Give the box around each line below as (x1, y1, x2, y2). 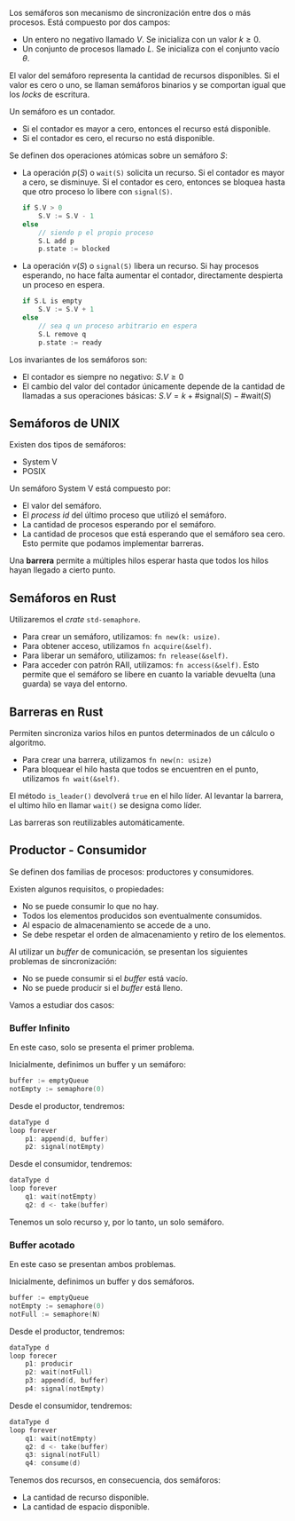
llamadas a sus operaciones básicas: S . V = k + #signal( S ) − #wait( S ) (21, 390, 272, 400)
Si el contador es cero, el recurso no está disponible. (21, 133, 215, 143)
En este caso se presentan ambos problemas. (9, 1259, 176, 1270)
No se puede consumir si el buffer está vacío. (21, 972, 189, 984)
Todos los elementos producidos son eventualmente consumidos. (21, 910, 263, 921)
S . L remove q (38, 329, 87, 338)
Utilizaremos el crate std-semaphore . (9, 614, 141, 625)
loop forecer (9, 1351, 58, 1360)
